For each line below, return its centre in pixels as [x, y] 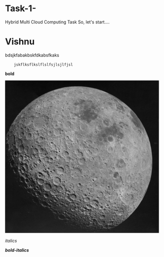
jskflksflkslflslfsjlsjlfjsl [43, 64]
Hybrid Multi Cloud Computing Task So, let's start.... [57, 22]
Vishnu [20, 42]
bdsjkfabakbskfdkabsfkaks [32, 55]
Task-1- [21, 9]
